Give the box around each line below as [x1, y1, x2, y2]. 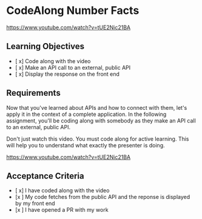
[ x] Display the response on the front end [15, 70, 120, 78]
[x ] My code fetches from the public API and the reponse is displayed [15, 194, 190, 201]
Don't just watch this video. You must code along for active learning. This [6, 135, 189, 143]
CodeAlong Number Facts [6, 4, 140, 18]
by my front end [15, 200, 56, 207]
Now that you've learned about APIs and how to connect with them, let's [6, 104, 187, 111]
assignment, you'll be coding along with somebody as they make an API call [6, 116, 196, 124]
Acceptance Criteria [6, 170, 84, 181]
